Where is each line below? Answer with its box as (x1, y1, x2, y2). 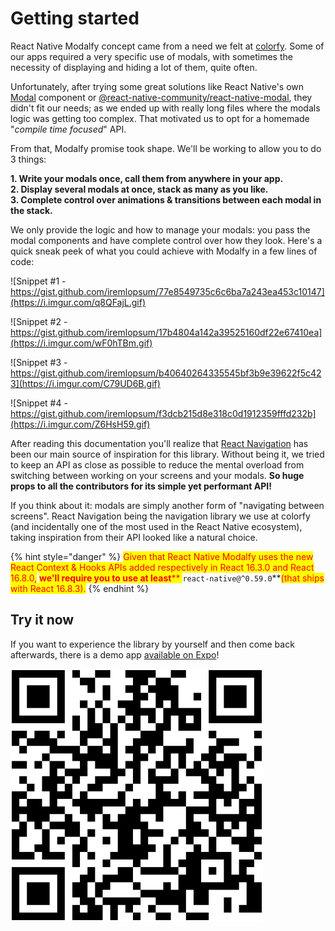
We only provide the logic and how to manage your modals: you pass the (10, 223, 311, 236)
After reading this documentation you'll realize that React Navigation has (10, 437, 309, 449)
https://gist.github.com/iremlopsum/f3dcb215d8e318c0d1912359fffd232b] (10, 407, 317, 419)
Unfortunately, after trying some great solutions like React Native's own (10, 80, 305, 92)
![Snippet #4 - (10, 397, 68, 409)
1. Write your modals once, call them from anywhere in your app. (10, 172, 284, 184)
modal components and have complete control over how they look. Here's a (10, 234, 323, 246)
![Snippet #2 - (10, 315, 68, 327)
